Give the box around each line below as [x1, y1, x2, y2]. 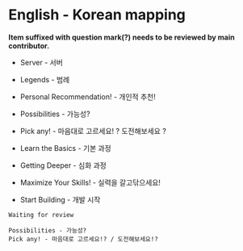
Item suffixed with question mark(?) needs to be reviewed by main [8, 32, 236, 42]
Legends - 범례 [19, 74, 70, 84]
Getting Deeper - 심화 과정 [19, 160, 107, 170]
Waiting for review [8, 211, 74, 219]
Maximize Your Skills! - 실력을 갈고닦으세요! [19, 178, 161, 187]
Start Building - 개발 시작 [19, 195, 101, 204]
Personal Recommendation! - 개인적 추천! [19, 91, 156, 102]
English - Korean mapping [8, 6, 186, 24]
